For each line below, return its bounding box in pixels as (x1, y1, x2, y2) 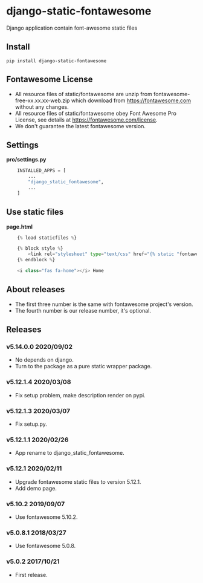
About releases (6, 284, 65, 295)
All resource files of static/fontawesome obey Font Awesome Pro (14, 109, 177, 117)
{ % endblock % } (17, 257, 56, 263)
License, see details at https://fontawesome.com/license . (14, 116, 158, 123)
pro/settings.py (6, 156, 47, 163)
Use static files (6, 207, 64, 217)
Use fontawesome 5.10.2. (14, 513, 78, 521)
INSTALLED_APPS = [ (17, 168, 66, 174)
